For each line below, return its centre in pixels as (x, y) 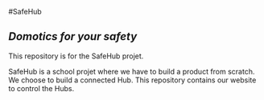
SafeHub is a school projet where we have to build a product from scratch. (132, 71)
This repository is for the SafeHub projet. (76, 56)
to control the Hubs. (41, 88)
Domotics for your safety (73, 36)
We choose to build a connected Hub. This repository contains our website (132, 80)
